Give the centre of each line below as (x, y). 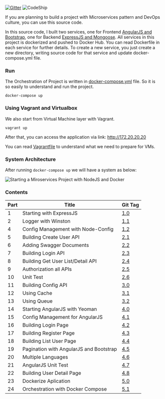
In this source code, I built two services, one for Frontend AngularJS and (79, 32)
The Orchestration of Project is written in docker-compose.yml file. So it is (80, 82)
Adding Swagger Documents (56, 245)
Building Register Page (49, 333)
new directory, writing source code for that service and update (69, 53)
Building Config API (45, 285)
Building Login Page (46, 325)
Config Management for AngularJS (63, 317)
